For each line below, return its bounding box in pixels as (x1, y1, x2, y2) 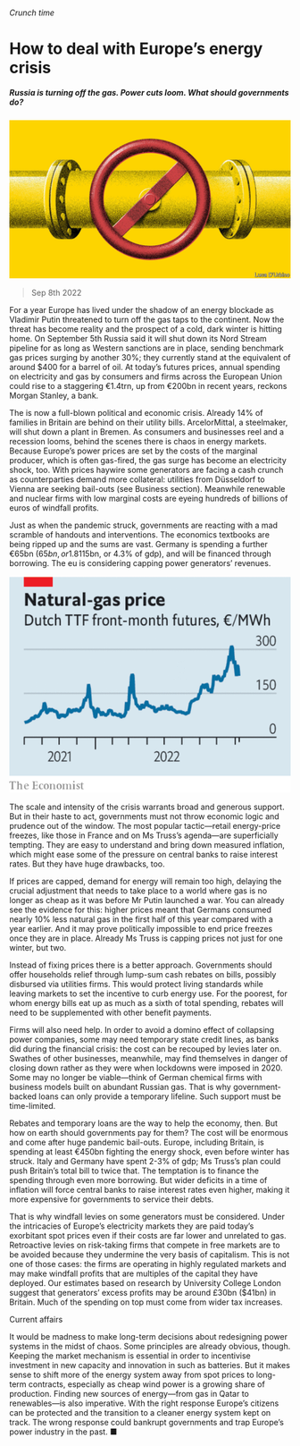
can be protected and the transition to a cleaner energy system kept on (9, 1408, 271, 1418)
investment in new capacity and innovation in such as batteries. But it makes (9, 1360, 290, 1371)
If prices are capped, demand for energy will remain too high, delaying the (9, 876, 282, 887)
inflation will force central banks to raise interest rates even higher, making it (9, 1185, 290, 1196)
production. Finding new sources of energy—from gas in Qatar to (9, 1389, 250, 1399)
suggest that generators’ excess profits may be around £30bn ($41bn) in (9, 1288, 277, 1298)
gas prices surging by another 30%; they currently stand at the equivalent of (9, 352, 291, 363)
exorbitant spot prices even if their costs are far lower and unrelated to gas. (9, 1230, 287, 1241)
